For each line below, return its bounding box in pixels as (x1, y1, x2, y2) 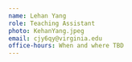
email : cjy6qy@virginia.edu (8, 34, 103, 43)
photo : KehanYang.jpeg (8, 27, 85, 35)
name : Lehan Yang (8, 11, 67, 20)
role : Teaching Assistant (8, 19, 95, 27)
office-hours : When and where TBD (8, 42, 125, 50)
